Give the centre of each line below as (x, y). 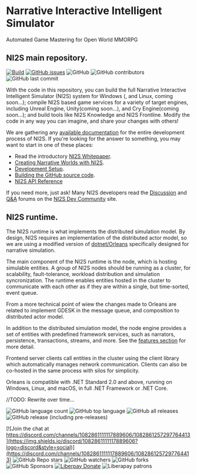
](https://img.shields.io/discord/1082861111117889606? (72, 441)
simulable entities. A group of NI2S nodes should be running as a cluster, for (98, 268)
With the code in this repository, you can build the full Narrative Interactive (96, 90)
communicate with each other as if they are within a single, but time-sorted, (98, 287)
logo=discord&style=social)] (41, 447)
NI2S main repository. (47, 58)
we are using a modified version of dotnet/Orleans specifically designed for (98, 244)
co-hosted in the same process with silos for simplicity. (73, 370)
